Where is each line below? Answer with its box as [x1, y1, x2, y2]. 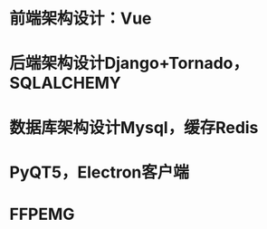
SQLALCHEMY [9, 73, 122, 93]
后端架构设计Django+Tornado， [9, 53, 250, 73]
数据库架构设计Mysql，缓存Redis [9, 117, 259, 138]
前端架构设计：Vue [9, 8, 152, 29]
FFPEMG [9, 204, 75, 224]
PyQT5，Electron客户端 [9, 162, 190, 182]
